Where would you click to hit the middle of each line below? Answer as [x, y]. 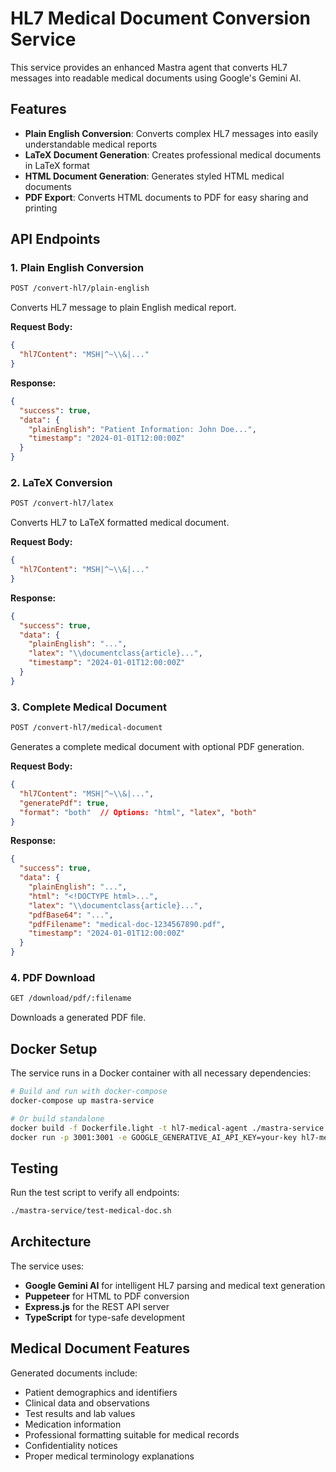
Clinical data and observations [87, 1403]
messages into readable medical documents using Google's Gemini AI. [156, 78]
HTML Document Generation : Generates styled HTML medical [154, 176]
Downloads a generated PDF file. [78, 1018]
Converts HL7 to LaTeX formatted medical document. [120, 523]
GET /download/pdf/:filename [71, 998]
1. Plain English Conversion [77, 268]
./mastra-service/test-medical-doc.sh [91, 1211]
